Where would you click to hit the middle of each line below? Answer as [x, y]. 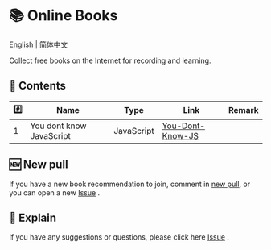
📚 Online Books [64, 16]
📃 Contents [38, 86]
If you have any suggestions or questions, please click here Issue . [119, 237]
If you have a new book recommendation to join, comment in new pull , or [130, 184]
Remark [244, 110]
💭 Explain [33, 217]
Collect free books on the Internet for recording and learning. [110, 60]
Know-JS [181, 135]
